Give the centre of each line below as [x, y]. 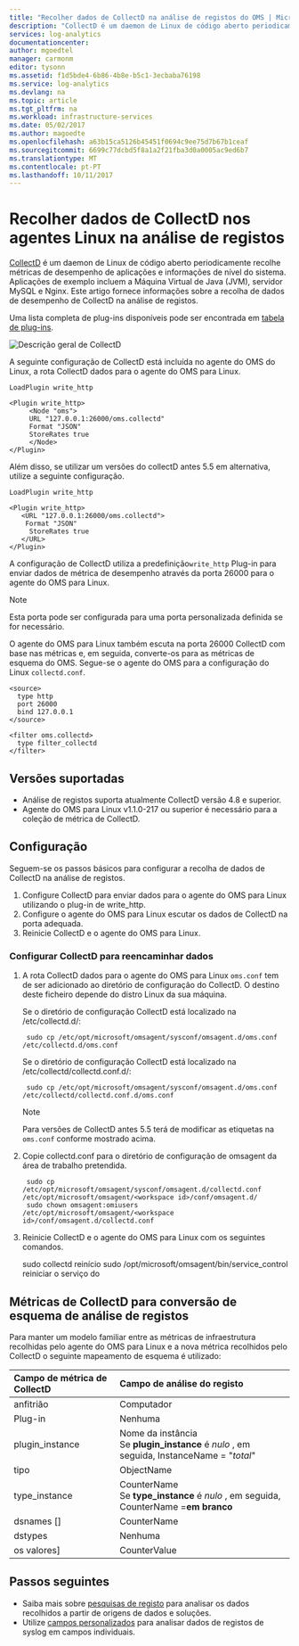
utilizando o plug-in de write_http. [84, 904]
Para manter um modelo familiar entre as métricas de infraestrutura [133, 1337]
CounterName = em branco [176, 1506]
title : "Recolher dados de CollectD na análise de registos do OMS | [141, 17]
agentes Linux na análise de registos [147, 238]
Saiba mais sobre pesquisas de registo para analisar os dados [136, 1603]
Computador [146, 1403]
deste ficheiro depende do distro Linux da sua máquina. [124, 994]
